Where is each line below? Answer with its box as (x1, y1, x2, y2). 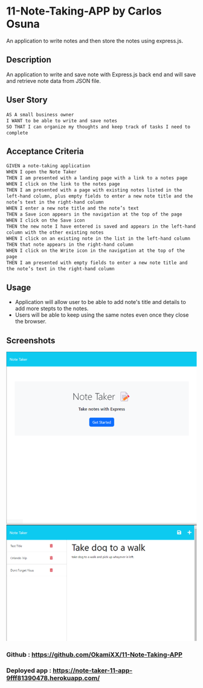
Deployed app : (6, 666, 51, 675)
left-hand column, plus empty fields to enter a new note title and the (6, 193, 193, 199)
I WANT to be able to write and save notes (6, 117, 118, 124)
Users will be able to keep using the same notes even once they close (14, 311, 189, 319)
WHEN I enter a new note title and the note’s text (6, 205, 139, 211)
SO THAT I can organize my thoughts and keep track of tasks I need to (6, 124, 190, 130)
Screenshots (6, 335, 56, 346)
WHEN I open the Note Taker (6, 169, 77, 175)
